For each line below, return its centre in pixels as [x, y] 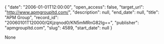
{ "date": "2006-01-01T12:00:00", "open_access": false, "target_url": [74, 7]
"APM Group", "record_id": [32, 17]
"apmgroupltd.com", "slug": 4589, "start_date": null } [58, 28]
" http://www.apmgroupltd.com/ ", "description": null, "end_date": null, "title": [82, 12]
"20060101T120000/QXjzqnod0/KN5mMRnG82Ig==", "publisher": [72, 22]
